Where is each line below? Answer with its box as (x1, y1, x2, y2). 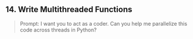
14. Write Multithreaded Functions (5, 5, 133, 15)
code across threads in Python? (19, 26, 97, 33)
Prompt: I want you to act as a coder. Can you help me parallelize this (19, 20, 188, 27)
